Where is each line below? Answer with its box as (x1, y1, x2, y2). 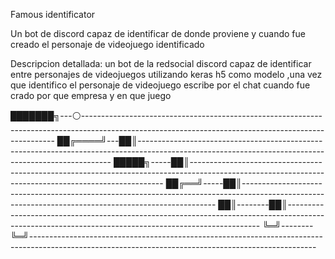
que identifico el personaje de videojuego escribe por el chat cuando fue (10, 79, 311, 91)
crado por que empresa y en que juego (10, 90, 172, 101)
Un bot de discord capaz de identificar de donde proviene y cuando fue (10, 28, 306, 39)
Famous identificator (10, 9, 96, 20)
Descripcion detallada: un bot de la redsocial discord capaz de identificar (10, 58, 312, 69)
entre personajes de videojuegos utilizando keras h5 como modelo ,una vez (10, 69, 323, 80)
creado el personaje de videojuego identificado (10, 39, 205, 50)
